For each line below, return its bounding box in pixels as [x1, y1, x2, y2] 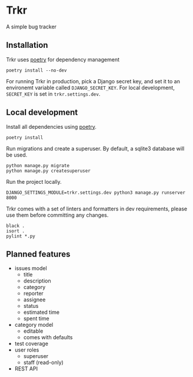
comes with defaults [23, 334, 73, 341]
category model [14, 321, 54, 329]
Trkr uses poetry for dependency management [6, 56, 119, 63]
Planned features [6, 249, 71, 259]
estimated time [23, 308, 60, 316]
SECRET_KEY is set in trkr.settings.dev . [6, 90, 101, 97]
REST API [14, 365, 38, 372]
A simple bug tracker [6, 23, 57, 30]
